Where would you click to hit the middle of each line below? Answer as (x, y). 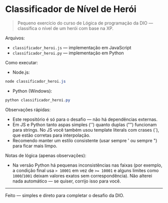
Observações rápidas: (28, 109)
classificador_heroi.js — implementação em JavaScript (72, 47)
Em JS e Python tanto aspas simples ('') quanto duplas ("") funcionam (84, 124)
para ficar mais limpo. (35, 146)
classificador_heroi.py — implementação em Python (68, 53)
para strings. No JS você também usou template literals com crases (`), (86, 130)
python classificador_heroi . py (38, 100)
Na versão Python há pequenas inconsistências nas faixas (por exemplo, (87, 165)
